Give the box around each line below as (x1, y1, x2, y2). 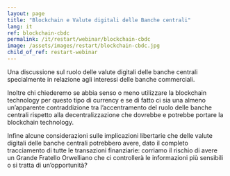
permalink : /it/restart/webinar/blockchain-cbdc (7, 36, 151, 43)
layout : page (7, 10, 45, 17)
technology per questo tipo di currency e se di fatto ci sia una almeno (7, 96, 206, 104)
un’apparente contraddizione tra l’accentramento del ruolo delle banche (7, 103, 212, 112)
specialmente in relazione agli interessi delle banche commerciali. (7, 75, 195, 83)
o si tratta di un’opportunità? (7, 161, 88, 169)
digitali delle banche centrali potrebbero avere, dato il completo (7, 139, 189, 147)
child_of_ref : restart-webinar (7, 49, 98, 56)
